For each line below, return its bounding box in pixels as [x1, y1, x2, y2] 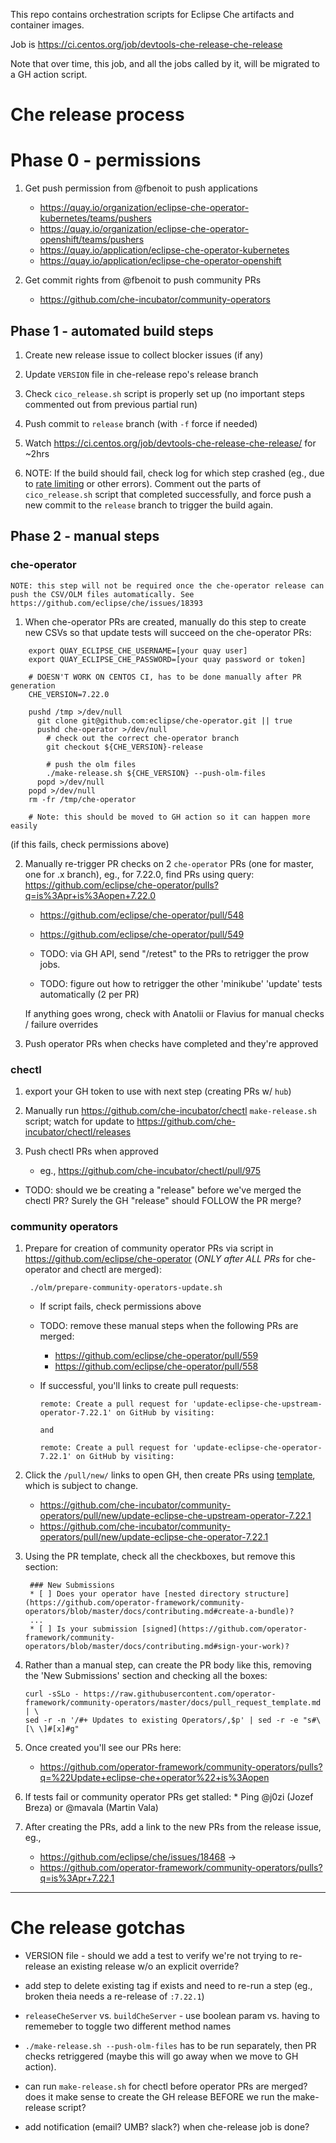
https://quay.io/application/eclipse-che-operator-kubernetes [39, 244, 290, 256]
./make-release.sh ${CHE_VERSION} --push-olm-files [46, 768, 267, 778]
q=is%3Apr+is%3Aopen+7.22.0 [24, 889, 156, 901]
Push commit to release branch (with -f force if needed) [24, 417, 258, 429]
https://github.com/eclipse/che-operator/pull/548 [39, 909, 245, 921]
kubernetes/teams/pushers [39, 212, 152, 224]
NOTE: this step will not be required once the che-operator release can [10, 580, 325, 591]
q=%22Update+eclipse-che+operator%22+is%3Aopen [39, 1772, 270, 1784]
